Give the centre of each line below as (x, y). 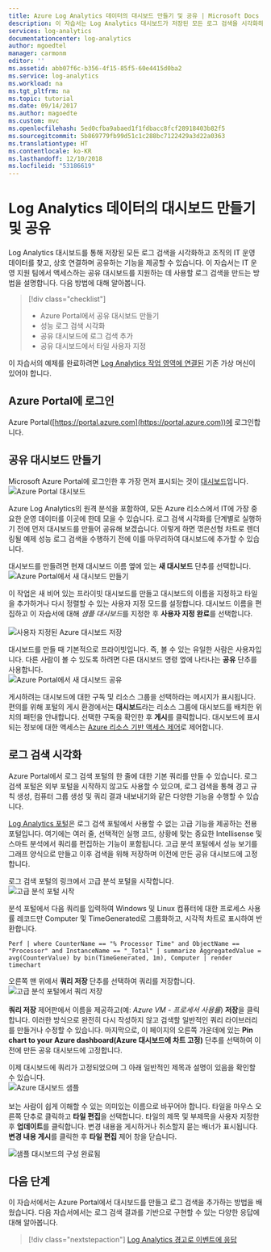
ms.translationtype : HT (48, 143)
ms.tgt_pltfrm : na (39, 91)
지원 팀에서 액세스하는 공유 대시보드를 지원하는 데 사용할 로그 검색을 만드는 (134, 273)
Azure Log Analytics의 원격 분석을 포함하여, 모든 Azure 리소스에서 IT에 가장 (129, 508)
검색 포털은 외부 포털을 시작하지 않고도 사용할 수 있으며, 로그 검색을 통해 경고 (129, 786)
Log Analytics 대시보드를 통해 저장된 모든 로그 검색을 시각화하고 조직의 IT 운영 (132, 253)
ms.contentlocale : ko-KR (50, 151)
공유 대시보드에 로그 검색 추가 (86, 336)
